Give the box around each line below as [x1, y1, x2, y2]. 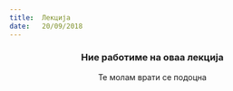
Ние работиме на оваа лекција [81, 51, 224, 64]
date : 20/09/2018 [9, 22, 83, 31]
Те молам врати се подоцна [98, 71, 207, 82]
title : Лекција [9, 13, 71, 23]
